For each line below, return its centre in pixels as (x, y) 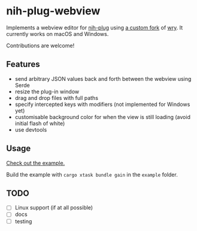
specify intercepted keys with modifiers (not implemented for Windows (102, 104)
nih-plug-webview (53, 11)
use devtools (31, 129)
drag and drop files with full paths (57, 98)
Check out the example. (36, 163)
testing (23, 221)
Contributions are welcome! (40, 45)
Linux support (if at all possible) (54, 208)
